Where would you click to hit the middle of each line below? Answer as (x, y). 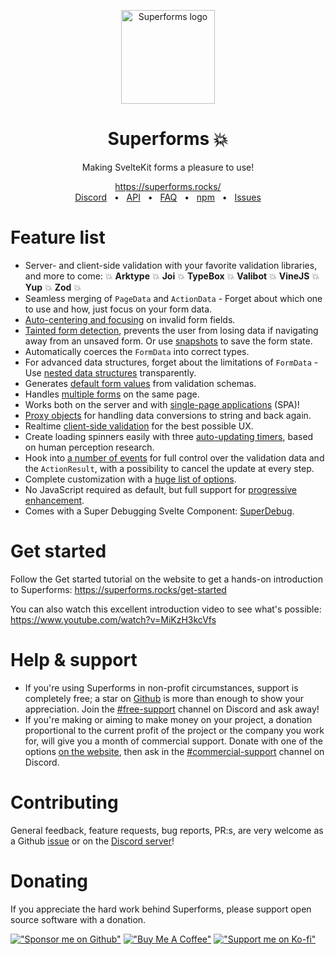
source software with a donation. (78, 919)
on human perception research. (89, 447)
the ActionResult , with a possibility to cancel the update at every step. (169, 468)
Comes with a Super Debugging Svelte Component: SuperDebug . (159, 511)
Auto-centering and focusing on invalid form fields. (130, 319)
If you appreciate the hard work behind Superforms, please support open (161, 909)
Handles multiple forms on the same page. (112, 394)
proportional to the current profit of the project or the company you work (174, 730)
